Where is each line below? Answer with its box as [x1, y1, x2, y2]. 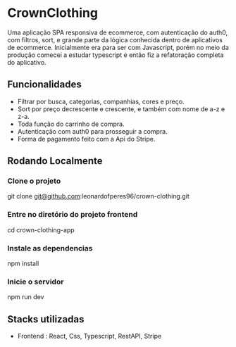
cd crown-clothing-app [7, 225, 75, 234]
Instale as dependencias [7, 243, 93, 253]
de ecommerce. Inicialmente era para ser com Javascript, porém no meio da [7, 43, 229, 51]
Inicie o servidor [7, 277, 64, 286]
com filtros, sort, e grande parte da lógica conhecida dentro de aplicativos [7, 35, 223, 44]
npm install [7, 259, 39, 268]
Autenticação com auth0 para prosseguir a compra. [17, 127, 168, 135]
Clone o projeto [7, 176, 61, 186]
